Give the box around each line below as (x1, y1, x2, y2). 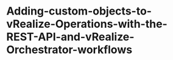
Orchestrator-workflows (6, 43, 133, 57)
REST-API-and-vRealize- (6, 30, 135, 44)
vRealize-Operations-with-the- (6, 17, 168, 31)
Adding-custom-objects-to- (6, 4, 152, 18)
